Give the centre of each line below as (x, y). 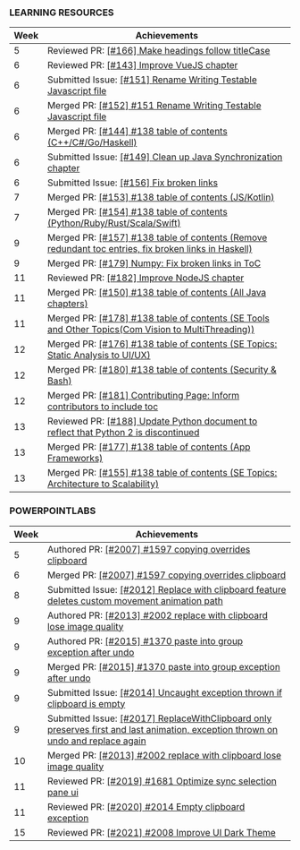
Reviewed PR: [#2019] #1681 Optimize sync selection (162, 781)
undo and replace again (97, 741)
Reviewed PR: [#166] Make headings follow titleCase (159, 51)
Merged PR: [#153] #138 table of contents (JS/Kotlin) (161, 197)
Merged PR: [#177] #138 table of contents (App (149, 447)
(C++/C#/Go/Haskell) (92, 142)
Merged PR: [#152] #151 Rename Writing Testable (154, 106)
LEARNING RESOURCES (62, 13)
